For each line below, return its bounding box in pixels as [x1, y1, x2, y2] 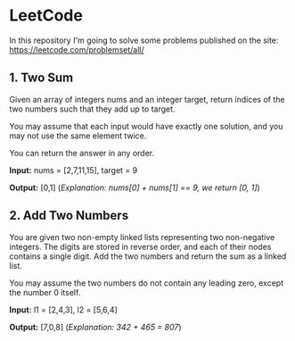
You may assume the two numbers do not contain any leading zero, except [9, 278, 283, 288]
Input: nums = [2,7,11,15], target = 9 [9, 164, 138, 175]
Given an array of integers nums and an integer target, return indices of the [9, 94, 285, 104]
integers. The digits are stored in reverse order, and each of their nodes [9, 241, 272, 252]
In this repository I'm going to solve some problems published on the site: [9, 35, 279, 46]
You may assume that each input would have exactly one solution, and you [9, 121, 283, 131]
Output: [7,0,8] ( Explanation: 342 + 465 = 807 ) [9, 321, 182, 332]
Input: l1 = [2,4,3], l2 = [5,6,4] [9, 304, 118, 315]
